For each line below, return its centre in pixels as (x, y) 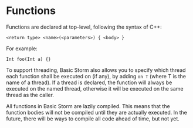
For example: (22, 49)
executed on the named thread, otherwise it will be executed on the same (95, 88)
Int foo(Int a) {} (28, 59)
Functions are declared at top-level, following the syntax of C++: (84, 27)
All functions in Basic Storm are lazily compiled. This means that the (88, 106)
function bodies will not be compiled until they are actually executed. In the (97, 112)
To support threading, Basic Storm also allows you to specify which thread (96, 70)
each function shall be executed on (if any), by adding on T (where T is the (96, 76)
